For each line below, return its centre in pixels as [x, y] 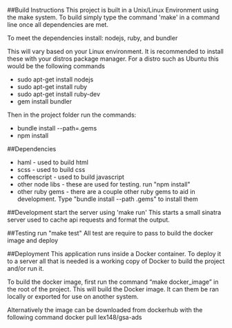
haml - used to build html [52, 162]
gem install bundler [45, 102]
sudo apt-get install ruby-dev [59, 94]
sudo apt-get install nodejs [55, 79]
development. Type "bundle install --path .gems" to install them [107, 199]
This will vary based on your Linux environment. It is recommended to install [116, 51]
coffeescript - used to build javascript [70, 177]
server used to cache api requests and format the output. [89, 220]
